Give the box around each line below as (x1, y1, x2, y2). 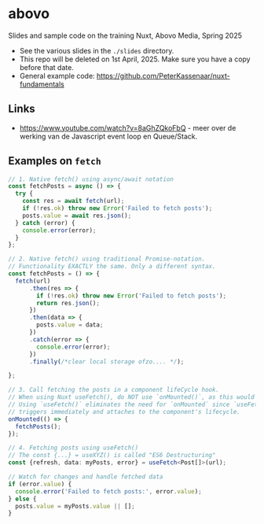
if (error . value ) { (8, 480, 72, 488)
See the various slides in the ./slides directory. (19, 46, 174, 55)
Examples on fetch (8, 154, 102, 168)
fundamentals (19, 79, 64, 89)
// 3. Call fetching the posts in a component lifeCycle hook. (8, 386, 220, 394)
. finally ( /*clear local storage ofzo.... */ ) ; (28, 357, 185, 366)
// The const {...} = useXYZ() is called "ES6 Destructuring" (8, 452, 216, 459)
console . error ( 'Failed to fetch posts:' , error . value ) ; (15, 487, 202, 496)
